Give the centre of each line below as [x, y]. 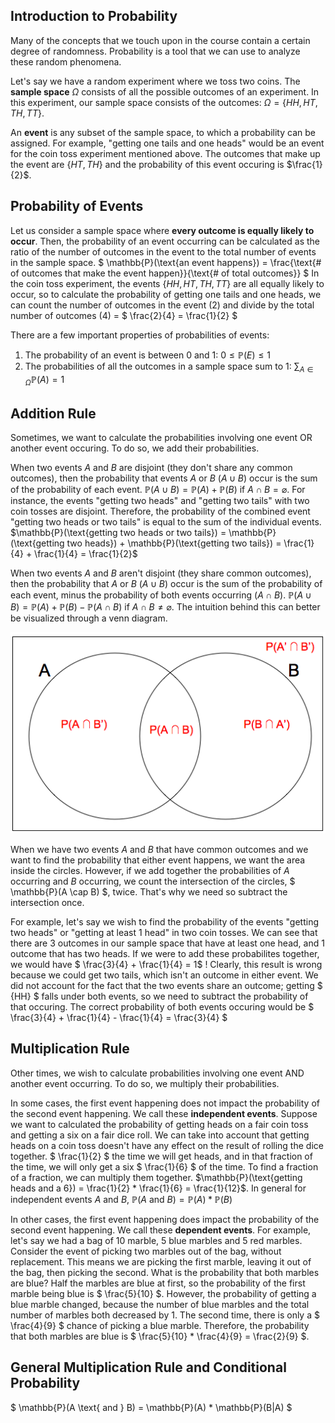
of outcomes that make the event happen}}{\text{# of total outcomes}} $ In [165, 273]
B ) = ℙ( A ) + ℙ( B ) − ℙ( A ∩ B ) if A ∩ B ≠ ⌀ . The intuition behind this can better [165, 607]
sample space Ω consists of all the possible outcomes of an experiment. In [165, 91]
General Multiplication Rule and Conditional [148, 1367]
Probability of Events [77, 206]
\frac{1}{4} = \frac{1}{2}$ [86, 554]
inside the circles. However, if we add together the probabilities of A [150, 870]
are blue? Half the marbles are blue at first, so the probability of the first [158, 1283]
